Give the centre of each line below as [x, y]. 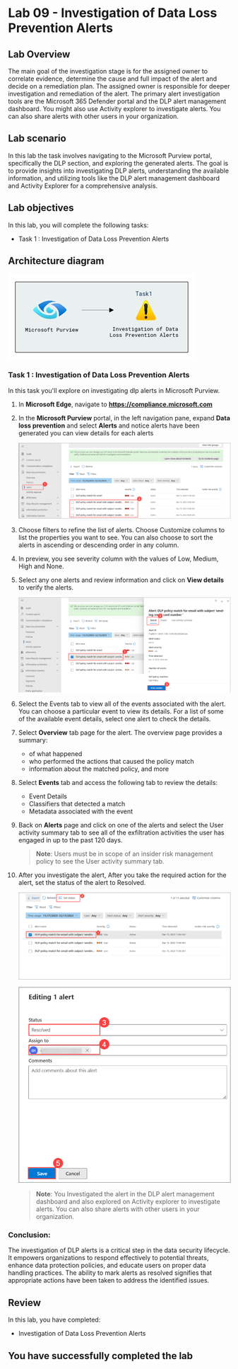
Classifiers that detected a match [77, 803]
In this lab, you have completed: [54, 1320]
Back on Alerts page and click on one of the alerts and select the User [121, 825]
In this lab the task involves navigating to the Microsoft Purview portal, [110, 155]
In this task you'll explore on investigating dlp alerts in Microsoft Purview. [114, 390]
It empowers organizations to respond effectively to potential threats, [108, 1258]
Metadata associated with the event [81, 811]
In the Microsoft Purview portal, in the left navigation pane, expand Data [124, 418]
